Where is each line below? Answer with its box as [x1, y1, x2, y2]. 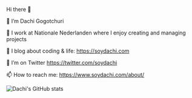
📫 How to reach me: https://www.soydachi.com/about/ [6, 71, 145, 78]
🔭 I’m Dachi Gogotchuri [6, 18, 64, 24]
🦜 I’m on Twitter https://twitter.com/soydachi [6, 59, 118, 66]
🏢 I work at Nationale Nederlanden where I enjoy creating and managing [6, 29, 186, 36]
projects [6, 36, 27, 42]
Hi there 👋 [6, 6, 31, 13]
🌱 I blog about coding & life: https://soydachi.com [6, 47, 130, 54]
